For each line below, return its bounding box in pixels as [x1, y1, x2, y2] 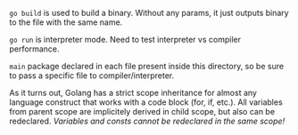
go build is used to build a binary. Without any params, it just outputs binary [9, 8, 289, 18]
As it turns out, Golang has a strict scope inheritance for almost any [9, 88, 257, 98]
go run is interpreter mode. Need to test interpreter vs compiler [9, 35, 241, 44]
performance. [9, 44, 60, 54]
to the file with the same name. [9, 17, 123, 28]
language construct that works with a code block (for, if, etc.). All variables [9, 97, 283, 107]
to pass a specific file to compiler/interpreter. [9, 70, 175, 81]
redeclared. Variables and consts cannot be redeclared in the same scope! [9, 115, 286, 126]
